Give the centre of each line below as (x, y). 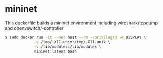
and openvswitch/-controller (34, 28)
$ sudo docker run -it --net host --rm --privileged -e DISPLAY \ (76, 37)
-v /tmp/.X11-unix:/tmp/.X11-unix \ (72, 42)
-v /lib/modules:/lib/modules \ (68, 47)
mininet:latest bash (56, 51)
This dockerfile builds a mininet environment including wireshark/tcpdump (82, 23)
